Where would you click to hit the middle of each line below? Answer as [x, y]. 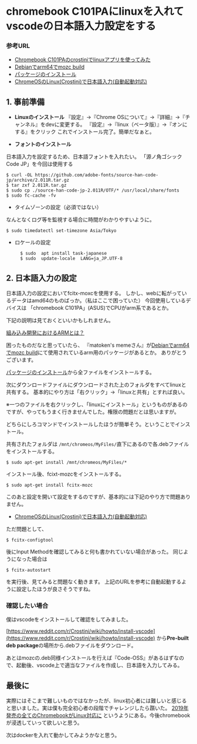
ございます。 [21, 360]
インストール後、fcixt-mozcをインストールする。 [65, 474]
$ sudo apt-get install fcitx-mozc [50, 485]
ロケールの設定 [33, 243]
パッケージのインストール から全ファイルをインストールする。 [81, 373]
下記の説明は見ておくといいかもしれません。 [60, 320]
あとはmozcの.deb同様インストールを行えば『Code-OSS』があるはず [90, 658]
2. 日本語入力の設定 [42, 278]
